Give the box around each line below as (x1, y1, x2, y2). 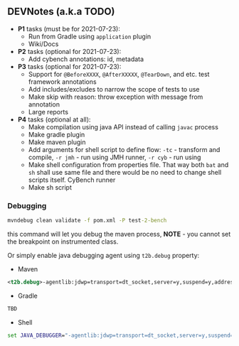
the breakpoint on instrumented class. (7, 237, 119, 246)
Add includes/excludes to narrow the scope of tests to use (28, 85, 201, 93)
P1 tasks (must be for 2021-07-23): (17, 24, 121, 33)
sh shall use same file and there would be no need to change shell (28, 168, 222, 176)
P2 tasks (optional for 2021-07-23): (17, 47, 122, 55)
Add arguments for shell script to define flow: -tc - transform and (28, 145, 221, 153)
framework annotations (28, 77, 97, 86)
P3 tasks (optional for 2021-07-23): (17, 62, 122, 70)
